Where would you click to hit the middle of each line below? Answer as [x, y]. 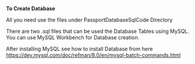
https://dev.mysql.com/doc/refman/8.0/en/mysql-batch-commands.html [93, 55]
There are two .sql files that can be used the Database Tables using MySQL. [98, 31]
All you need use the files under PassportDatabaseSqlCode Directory [89, 20]
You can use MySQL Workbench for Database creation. [73, 37]
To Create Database [31, 9]
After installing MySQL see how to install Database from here [80, 49]
